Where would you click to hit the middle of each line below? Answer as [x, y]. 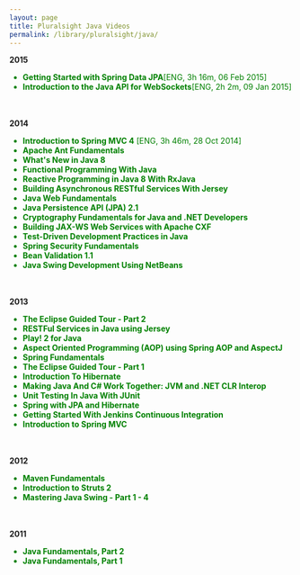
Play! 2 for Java [52, 338]
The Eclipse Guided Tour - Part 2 [84, 319]
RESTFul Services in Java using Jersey [96, 328]
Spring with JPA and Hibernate [81, 405]
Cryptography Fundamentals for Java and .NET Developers [135, 218]
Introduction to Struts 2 [67, 488]
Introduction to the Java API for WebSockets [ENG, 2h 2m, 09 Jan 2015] [157, 87]
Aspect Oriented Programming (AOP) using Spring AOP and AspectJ [152, 348]
